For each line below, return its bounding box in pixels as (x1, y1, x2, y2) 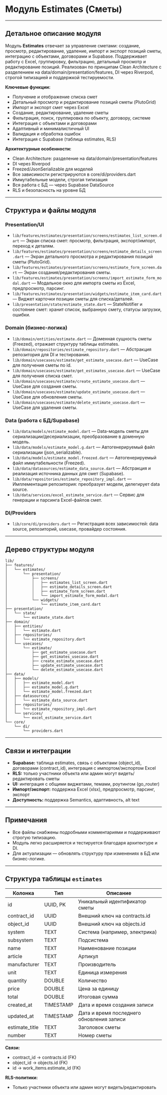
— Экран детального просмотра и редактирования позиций (24, 254, 153, 260)
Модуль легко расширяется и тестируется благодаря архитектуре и (12, 839, 158, 845)
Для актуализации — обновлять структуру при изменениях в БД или (12, 850, 160, 856)
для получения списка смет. (12, 373, 73, 379)
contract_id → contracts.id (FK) (12, 1054, 77, 1060)
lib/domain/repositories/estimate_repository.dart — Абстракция (12, 346, 152, 352)
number (7, 1032, 26, 1039)
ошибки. (12, 312, 31, 318)
